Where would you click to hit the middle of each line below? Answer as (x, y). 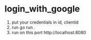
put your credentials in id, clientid (45, 22)
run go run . (23, 27)
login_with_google (42, 9)
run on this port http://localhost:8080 (49, 32)
